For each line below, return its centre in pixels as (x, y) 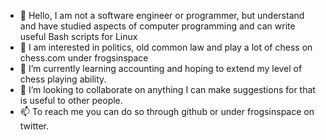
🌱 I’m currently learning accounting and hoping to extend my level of (161, 68)
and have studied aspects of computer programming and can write (157, 26)
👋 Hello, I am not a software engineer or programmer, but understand (162, 15)
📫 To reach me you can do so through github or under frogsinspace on (167, 111)
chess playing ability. (63, 79)
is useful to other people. (71, 100)
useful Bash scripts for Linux (78, 36)
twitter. (34, 126)
